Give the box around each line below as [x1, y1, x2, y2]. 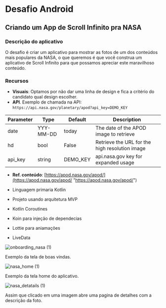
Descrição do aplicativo [5, 38, 63, 45]
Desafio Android [5, 3, 74, 15]
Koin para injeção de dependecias [12, 215, 82, 221]
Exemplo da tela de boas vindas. [5, 254, 71, 260]
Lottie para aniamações [12, 225, 60, 231]
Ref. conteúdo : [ [12, 172, 46, 178]
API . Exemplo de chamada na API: [12, 99, 82, 105]
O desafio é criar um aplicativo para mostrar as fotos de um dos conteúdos [5, 49, 158, 55]
